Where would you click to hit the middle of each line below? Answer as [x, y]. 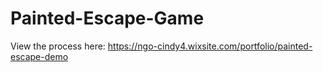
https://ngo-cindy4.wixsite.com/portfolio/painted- [210, 46]
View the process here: [58, 46]
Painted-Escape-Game [107, 18]
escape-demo [39, 56]
